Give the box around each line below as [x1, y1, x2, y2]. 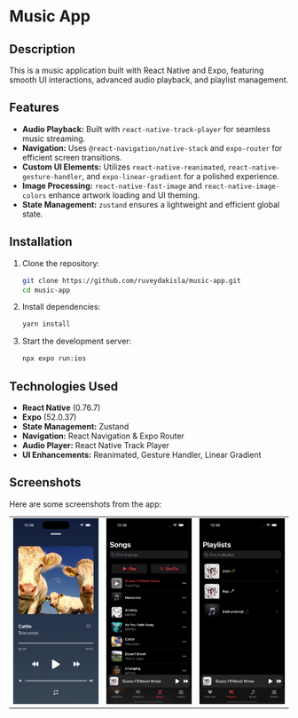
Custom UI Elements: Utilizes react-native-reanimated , [21, 162, 226, 172]
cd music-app [21, 286, 71, 295]
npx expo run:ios [21, 354, 87, 363]
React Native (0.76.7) [21, 402, 101, 413]
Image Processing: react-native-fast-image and [21, 180, 202, 191]
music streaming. [21, 133, 86, 144]
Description [9, 42, 75, 57]
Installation [9, 234, 73, 249]
